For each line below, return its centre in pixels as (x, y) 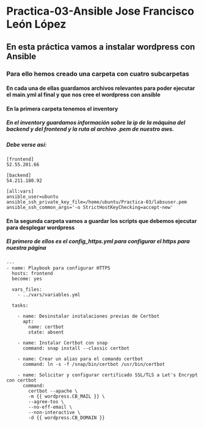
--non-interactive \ (54, 412)
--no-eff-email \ (50, 407)
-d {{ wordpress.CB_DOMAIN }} (67, 418)
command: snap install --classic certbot (76, 348)
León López (36, 24)
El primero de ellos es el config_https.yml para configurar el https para (98, 241)
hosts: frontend (32, 273)
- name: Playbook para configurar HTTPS (59, 268)
